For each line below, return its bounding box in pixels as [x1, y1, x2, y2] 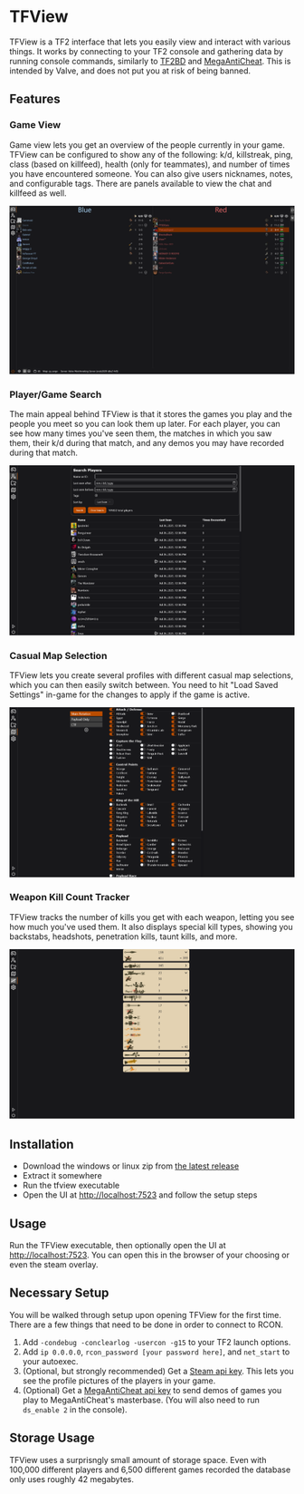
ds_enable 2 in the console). [22, 1403, 128, 1415]
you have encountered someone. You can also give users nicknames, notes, [9, 168, 293, 179]
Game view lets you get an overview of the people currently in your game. [9, 139, 285, 150]
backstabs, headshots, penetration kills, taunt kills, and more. [9, 931, 238, 942]
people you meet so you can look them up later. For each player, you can [9, 419, 280, 430]
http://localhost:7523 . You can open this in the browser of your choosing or [9, 1249, 290, 1261]
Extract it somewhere [22, 1170, 102, 1181]
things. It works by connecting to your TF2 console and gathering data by [9, 45, 283, 56]
